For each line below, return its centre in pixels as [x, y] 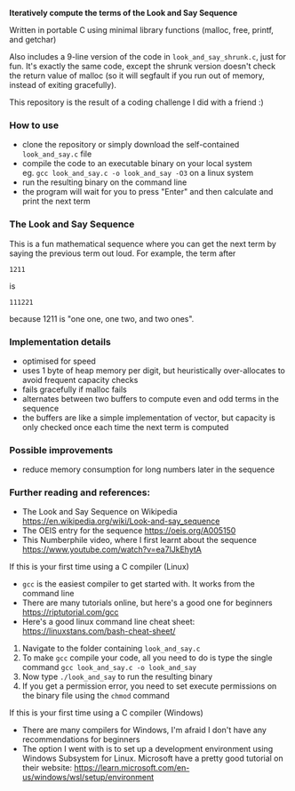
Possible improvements [61, 450]
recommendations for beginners [81, 739]
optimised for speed [59, 361]
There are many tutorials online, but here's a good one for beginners [147, 603]
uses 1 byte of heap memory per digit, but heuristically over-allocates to [154, 370]
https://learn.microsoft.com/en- [132, 768]
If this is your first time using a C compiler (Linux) [99, 567]
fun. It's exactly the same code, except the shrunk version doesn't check [143, 66]
